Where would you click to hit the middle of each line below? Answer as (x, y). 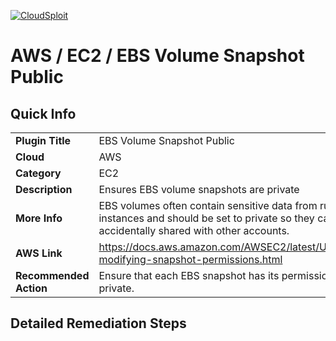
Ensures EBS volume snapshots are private (199, 189)
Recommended (52, 275)
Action (31, 288)
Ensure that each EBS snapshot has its (189, 275)
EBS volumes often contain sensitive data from (208, 205)
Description (44, 189)
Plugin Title (43, 140)
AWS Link (39, 253)
